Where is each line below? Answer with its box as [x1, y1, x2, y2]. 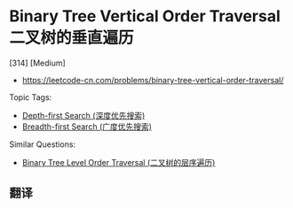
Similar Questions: [9, 139, 76, 150]
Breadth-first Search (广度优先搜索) [21, 121, 153, 132]
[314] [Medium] [9, 58, 67, 68]
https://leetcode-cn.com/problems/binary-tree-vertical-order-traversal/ [21, 74, 284, 85]
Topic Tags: [9, 91, 52, 103]
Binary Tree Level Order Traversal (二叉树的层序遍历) [21, 157, 216, 167]
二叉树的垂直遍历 [9, 28, 135, 48]
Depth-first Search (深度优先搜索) [21, 110, 146, 120]
